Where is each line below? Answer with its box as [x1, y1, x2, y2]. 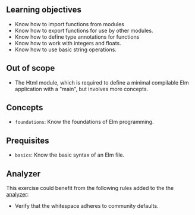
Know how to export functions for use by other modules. [14, 27, 153, 34]
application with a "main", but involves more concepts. [14, 85, 149, 92]
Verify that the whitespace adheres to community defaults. [14, 202, 159, 210]
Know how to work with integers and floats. [14, 39, 122, 46]
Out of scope [6, 63, 55, 73]
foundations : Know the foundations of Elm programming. [14, 119, 154, 126]
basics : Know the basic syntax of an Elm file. [14, 151, 125, 158]
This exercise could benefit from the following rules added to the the [6, 185, 174, 192]
